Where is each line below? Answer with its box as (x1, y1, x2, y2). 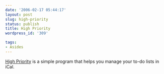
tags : (5, 40, 17, 45)
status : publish (5, 21, 39, 27)
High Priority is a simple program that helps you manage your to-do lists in (5, 58, 159, 64)
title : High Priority (5, 26, 51, 31)
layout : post (5, 12, 33, 17)
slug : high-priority (5, 17, 49, 22)
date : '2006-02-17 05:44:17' (5, 7, 66, 13)
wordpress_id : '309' (5, 31, 49, 36)
